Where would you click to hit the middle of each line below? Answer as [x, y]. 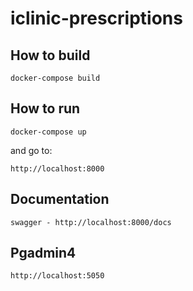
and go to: [31, 150]
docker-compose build [55, 78]
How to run [45, 108]
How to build [50, 55]
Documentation [60, 199]
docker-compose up [48, 132]
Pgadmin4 [43, 253]
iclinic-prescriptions [96, 18]
